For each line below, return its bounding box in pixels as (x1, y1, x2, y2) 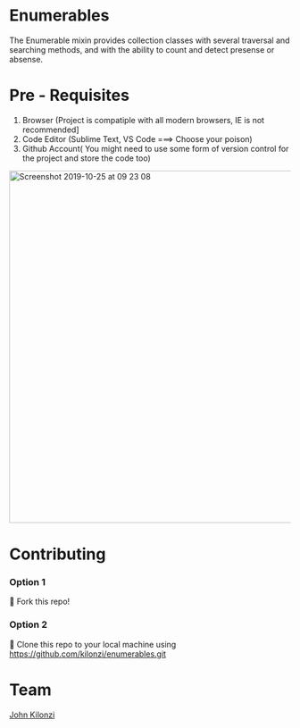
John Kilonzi (9, 709, 55, 720)
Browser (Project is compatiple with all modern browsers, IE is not (21, 114, 265, 125)
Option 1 (9, 575, 46, 588)
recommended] (21, 124, 79, 135)
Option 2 (9, 618, 47, 631)
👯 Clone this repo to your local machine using (9, 639, 177, 649)
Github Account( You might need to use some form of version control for (21, 143, 289, 154)
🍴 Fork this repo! (9, 596, 71, 607)
